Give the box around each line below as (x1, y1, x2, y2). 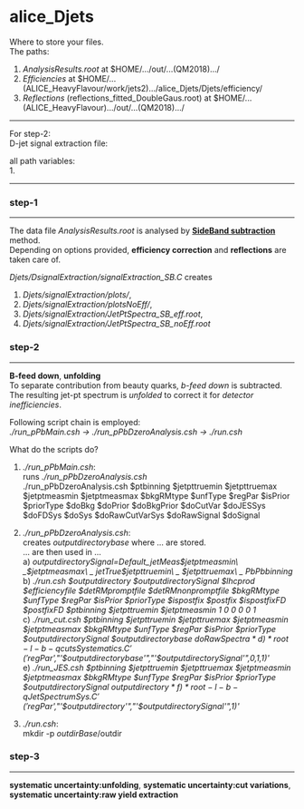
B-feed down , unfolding (9, 370, 101, 381)
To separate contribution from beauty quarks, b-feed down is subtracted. (9, 379, 283, 391)
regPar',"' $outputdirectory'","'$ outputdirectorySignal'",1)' (27, 700, 240, 711)
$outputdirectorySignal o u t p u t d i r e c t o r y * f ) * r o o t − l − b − (22, 681, 239, 692)
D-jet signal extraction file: (9, 138, 109, 149)
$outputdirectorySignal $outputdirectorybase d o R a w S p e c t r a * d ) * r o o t (22, 633, 290, 644)
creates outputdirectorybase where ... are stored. (22, 537, 206, 548)
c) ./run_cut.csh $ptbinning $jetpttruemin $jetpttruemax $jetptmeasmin (22, 614, 289, 625)
